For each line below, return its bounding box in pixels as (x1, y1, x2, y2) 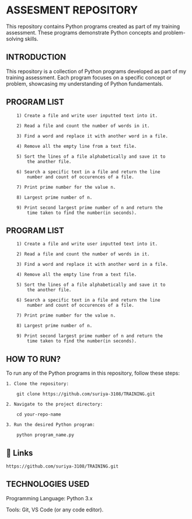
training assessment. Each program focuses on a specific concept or (6, 74, 172, 81)
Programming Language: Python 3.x (6, 494, 93, 501)
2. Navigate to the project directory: (6, 402, 103, 407)
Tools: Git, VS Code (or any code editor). (6, 506, 104, 513)
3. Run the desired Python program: (6, 422, 95, 428)
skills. (25, 35, 39, 42)
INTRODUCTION (6, 52, 67, 62)
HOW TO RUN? (6, 354, 61, 364)
